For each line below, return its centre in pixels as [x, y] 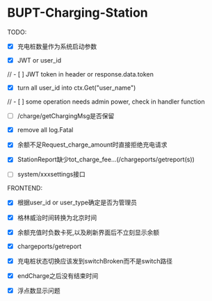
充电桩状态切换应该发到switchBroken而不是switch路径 [95, 261]
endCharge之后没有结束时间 [58, 275]
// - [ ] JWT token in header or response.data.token [81, 74]
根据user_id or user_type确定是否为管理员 [77, 202]
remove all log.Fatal [45, 130]
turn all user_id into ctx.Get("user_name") [76, 88]
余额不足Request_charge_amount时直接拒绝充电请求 [92, 145]
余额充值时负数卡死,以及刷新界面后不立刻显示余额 [88, 232]
